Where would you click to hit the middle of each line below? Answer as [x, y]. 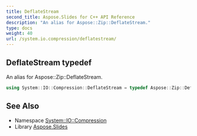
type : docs [19, 28]
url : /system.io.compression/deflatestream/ [61, 39]
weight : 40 [19, 34]
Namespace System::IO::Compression [60, 120]
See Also [23, 106]
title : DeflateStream [33, 11]
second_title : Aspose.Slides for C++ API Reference [70, 17]
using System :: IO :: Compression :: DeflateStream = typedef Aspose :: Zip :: [95, 88]
